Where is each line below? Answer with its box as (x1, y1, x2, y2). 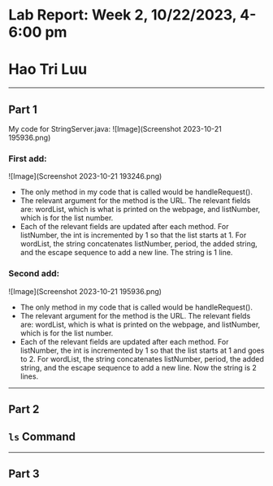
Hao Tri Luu (8, 60, 88, 79)
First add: (8, 153, 47, 164)
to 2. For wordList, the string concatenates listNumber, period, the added (19, 354, 264, 363)
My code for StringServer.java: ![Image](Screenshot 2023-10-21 (8, 124, 222, 133)
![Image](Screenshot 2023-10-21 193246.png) (8, 171, 162, 181)
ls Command (8, 430, 76, 444)
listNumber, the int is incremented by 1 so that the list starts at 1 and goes (19, 345, 265, 355)
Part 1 (8, 102, 38, 116)
